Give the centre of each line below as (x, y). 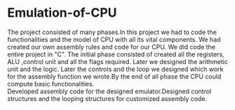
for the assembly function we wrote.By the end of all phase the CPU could (114, 76)
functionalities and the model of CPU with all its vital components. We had (114, 39)
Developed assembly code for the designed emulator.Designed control (109, 91)
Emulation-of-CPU (62, 13)
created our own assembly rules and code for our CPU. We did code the (112, 47)
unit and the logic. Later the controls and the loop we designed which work (115, 69)
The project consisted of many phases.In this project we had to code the (112, 32)
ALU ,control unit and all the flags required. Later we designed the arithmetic (117, 61)
